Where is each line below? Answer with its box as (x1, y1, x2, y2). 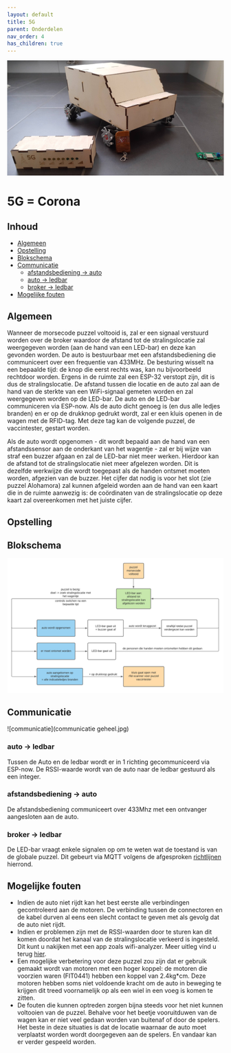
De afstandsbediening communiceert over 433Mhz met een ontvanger (7, 805, 208, 814)
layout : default (7, 11, 54, 18)
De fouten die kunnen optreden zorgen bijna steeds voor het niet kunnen (16, 1001, 223, 1009)
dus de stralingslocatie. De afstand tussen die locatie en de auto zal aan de (7, 380, 220, 388)
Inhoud (7, 221, 38, 233)
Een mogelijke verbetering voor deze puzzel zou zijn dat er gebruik (16, 956, 208, 965)
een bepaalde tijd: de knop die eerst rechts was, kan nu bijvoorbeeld (7, 366, 201, 374)
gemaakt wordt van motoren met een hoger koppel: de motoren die (16, 964, 208, 972)
